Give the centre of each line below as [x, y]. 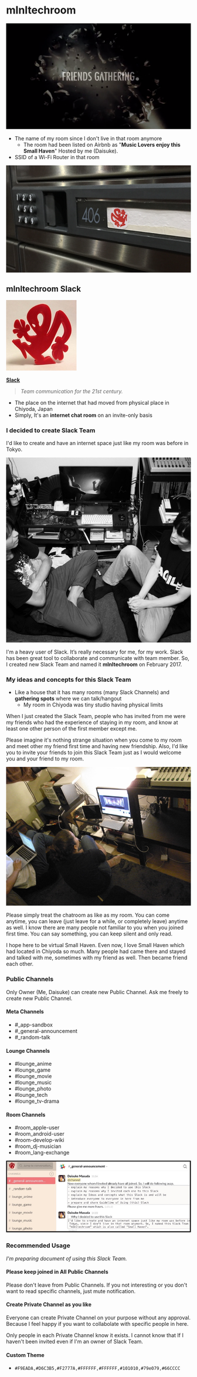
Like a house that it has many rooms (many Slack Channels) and [92, 692]
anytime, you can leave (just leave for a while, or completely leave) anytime [97, 921]
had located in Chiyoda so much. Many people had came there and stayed [96, 951]
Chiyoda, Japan [33, 409]
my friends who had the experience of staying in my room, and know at [92, 722]
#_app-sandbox [33, 1025]
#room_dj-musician [38, 1146]
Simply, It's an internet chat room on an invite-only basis [83, 415]
